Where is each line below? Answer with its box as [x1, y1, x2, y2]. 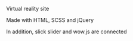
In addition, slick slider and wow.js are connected [6, 28, 127, 35]
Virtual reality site [6, 5, 50, 12]
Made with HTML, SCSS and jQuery [6, 17, 94, 23]
